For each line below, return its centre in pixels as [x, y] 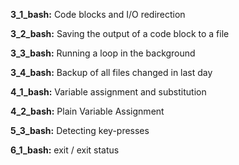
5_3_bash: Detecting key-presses [80, 130]
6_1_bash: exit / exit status [65, 150]
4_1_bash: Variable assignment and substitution [108, 92]
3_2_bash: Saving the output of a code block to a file [120, 33]
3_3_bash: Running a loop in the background [103, 53]
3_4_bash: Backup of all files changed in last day [111, 72]
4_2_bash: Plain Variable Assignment [87, 111]
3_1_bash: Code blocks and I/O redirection [98, 14]
